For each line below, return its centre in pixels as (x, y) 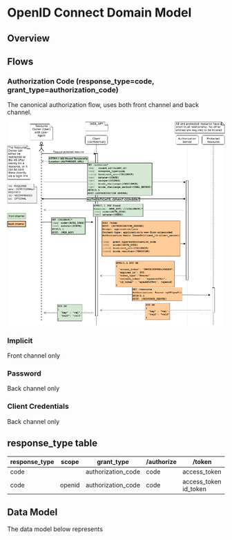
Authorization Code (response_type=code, (81, 81)
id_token (195, 489)
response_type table (52, 443)
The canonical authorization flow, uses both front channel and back (103, 105)
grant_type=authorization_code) (63, 90)
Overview (29, 38)
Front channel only (34, 356)
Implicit (20, 340)
